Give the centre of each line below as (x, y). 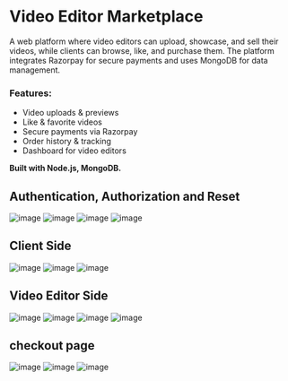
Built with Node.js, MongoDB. (65, 169)
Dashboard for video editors (74, 151)
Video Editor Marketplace (106, 17)
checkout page (52, 346)
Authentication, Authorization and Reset (125, 196)
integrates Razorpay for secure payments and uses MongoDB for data (139, 60)
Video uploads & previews (70, 113)
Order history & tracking (67, 142)
